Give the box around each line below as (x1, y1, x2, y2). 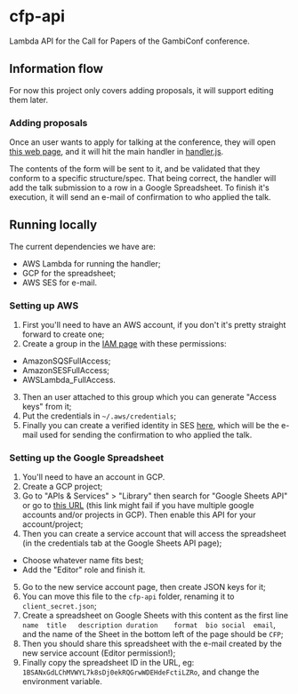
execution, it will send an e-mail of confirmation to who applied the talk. (9, 192, 271, 203)
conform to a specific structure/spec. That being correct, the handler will (9, 173, 277, 184)
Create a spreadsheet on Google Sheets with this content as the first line (21, 610, 289, 621)
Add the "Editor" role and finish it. (21, 564, 146, 575)
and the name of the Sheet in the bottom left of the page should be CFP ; (21, 629, 284, 640)
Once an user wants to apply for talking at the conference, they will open (9, 137, 276, 148)
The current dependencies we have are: (9, 241, 156, 251)
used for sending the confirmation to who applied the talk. (39, 429, 253, 441)
